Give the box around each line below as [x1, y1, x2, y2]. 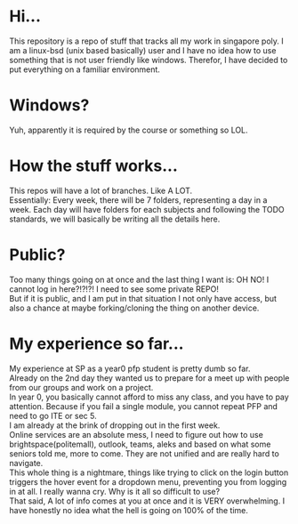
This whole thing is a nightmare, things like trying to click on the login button [9, 467, 289, 478]
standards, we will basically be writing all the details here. [9, 214, 221, 224]
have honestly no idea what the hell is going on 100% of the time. [9, 504, 249, 515]
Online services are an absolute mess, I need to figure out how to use [9, 429, 264, 439]
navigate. [9, 457, 44, 468]
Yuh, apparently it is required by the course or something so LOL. [9, 125, 248, 135]
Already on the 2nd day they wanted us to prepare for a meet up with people [9, 372, 290, 383]
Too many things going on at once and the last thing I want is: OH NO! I [9, 274, 270, 285]
